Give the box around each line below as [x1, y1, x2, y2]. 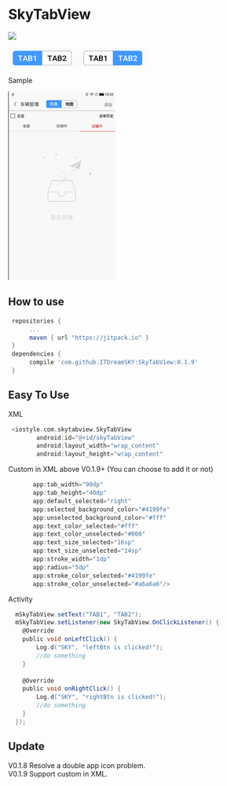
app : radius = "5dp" [32, 563, 90, 571]
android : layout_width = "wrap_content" [36, 442, 159, 450]
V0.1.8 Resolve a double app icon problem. [8, 760, 146, 770]
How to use [8, 295, 64, 309]
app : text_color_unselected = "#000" [32, 530, 146, 539]
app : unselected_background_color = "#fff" [32, 514, 167, 521]
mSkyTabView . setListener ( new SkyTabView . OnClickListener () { [15, 619, 220, 627]
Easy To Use [8, 389, 70, 402]
